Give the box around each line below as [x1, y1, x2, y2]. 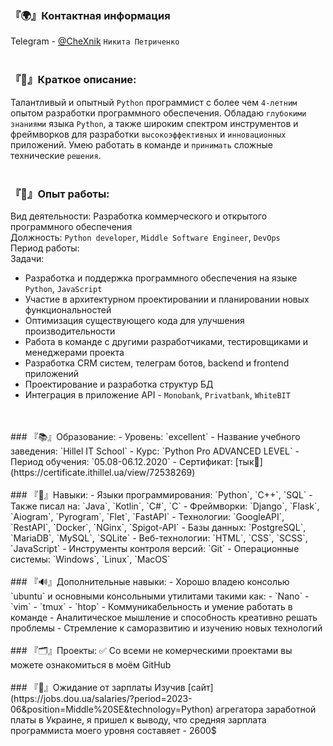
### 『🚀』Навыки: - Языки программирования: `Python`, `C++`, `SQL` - [10, 488, 313, 501]
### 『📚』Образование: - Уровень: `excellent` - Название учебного [10, 430, 301, 442]
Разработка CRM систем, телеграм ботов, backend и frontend [24, 357, 290, 369]
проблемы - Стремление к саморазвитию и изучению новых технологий [10, 622, 323, 634]
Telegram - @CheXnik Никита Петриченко [10, 35, 180, 47]
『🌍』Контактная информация [10, 8, 171, 22]
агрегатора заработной [215, 703, 317, 715]
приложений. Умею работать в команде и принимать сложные [10, 138, 273, 151]
